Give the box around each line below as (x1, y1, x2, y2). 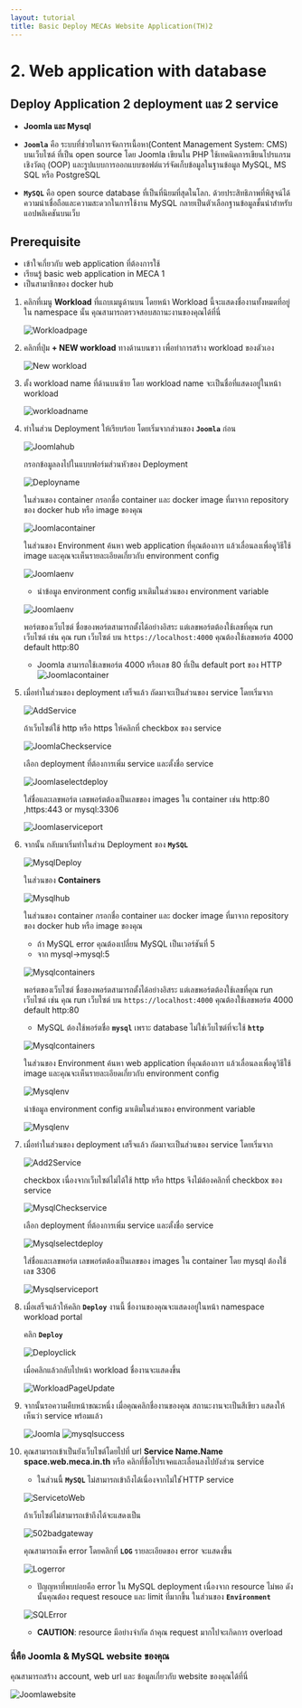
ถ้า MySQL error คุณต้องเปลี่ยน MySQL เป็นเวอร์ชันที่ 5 (36, 939, 215, 949)
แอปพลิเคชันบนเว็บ (23, 207, 80, 218)
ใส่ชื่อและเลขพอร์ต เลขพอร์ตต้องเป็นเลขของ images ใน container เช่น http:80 (23, 794, 270, 805)
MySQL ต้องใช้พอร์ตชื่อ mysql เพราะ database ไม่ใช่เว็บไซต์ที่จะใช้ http (36, 1023, 265, 1033)
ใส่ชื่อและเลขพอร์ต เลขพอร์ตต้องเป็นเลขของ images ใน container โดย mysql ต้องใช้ (23, 1256, 288, 1267)
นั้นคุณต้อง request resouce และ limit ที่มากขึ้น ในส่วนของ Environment (36, 1591, 271, 1602)
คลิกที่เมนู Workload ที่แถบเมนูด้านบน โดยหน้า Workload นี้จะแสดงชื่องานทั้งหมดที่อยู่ (23, 297, 290, 307)
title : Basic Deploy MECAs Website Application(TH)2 (10, 22, 213, 31)
